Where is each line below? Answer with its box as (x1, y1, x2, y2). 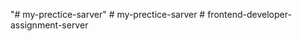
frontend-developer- (207, 9, 292, 20)
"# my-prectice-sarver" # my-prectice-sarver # (10, 9, 206, 20)
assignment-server (10, 19, 89, 31)
